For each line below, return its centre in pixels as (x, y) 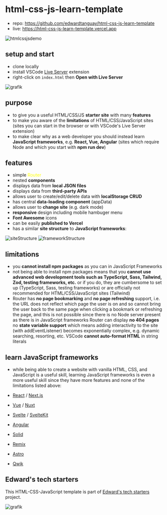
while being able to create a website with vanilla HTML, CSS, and (80, 369)
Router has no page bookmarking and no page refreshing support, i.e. (86, 299)
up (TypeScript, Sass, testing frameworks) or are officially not (76, 288)
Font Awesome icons (34, 218)
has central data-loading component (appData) (62, 202)
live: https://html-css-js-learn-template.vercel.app (64, 28)
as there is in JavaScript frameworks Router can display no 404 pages (86, 320)
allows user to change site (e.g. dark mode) (58, 207)
